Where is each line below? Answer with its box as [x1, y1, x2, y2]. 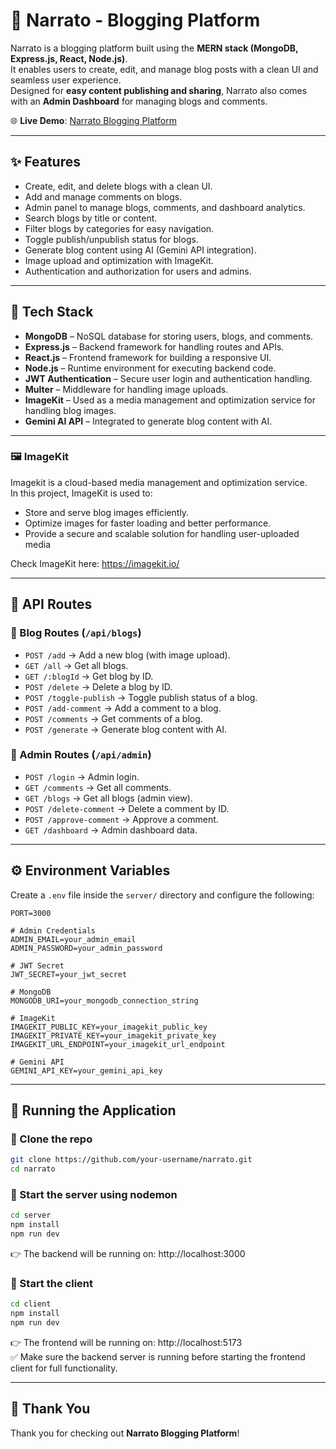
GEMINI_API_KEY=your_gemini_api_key [10, 1065, 163, 1076]
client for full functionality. [10, 1362, 118, 1374]
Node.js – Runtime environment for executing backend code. [24, 362, 277, 374]
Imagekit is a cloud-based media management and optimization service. [10, 476, 308, 488]
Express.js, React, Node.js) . [10, 52, 128, 64]
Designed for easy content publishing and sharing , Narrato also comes [10, 84, 308, 96]
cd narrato [10, 1164, 56, 1174]
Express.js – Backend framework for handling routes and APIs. [24, 340, 285, 353]
